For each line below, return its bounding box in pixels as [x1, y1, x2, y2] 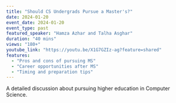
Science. [6, 91, 28, 98]
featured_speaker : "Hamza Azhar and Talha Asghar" [6, 31, 133, 36]
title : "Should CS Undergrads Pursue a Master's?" [6, 8, 133, 15]
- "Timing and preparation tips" [11, 69, 94, 75]
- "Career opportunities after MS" [11, 63, 99, 69]
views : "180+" [6, 42, 41, 48]
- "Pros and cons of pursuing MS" [11, 58, 96, 64]
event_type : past [6, 25, 49, 31]
